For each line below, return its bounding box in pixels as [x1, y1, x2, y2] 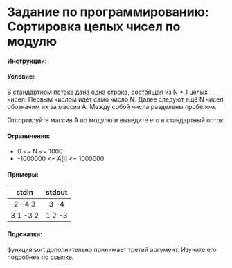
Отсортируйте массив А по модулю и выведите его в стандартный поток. [7, 115, 226, 124]
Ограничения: [7, 132, 51, 140]
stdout [45, 188, 68, 198]
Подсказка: [7, 229, 43, 238]
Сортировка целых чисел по [7, 19, 181, 35]
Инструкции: [7, 57, 47, 65]
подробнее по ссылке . [7, 253, 74, 261]
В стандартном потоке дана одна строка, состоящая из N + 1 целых [7, 88, 208, 96]
